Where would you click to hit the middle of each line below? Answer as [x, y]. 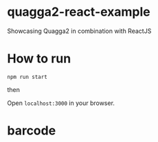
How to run [39, 59]
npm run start [27, 77]
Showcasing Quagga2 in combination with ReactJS [79, 31]
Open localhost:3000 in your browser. [61, 103]
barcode [32, 131]
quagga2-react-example [79, 12]
